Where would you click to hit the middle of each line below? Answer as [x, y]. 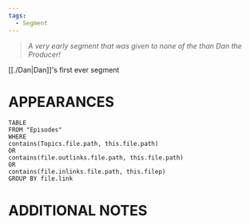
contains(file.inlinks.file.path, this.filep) [87, 172]
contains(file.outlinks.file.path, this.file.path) [96, 158]
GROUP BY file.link [41, 179]
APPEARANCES [61, 102]
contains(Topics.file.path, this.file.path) [83, 144]
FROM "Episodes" [35, 130]
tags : [17, 16]
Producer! [44, 54]
